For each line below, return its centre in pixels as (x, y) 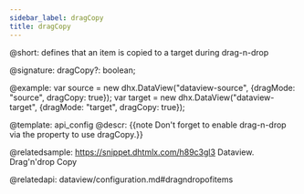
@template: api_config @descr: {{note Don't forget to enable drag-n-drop (148, 125)
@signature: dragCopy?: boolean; (73, 70)
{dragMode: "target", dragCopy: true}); (112, 107)
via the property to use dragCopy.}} (76, 134)
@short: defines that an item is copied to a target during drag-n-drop (139, 52)
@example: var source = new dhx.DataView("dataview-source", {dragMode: (152, 87)
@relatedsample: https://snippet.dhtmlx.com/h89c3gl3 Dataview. (132, 152)
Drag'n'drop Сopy (43, 161)
